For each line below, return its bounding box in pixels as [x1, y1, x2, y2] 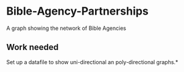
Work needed [6, 42, 59, 52]
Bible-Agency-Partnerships [6, 4, 149, 18]
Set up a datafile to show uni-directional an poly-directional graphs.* [6, 58, 179, 65]
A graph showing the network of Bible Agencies [6, 24, 127, 32]
